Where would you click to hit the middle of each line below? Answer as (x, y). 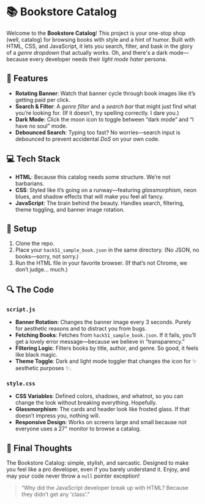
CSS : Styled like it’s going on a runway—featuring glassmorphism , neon (106, 190)
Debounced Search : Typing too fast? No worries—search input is (98, 132)
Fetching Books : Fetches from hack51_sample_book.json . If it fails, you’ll (106, 335)
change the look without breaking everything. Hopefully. (86, 403)
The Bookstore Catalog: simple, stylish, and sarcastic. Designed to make (98, 463)
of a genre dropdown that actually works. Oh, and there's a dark (87, 52)
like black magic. (36, 355)
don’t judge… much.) (42, 269)
